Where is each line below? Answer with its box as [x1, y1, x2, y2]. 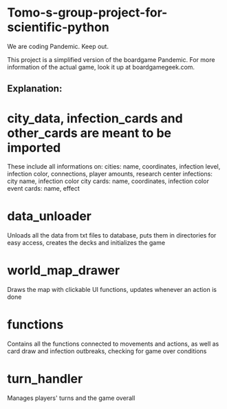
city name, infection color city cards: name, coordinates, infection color [7, 177, 210, 185]
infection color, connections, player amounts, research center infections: [7, 170, 213, 178]
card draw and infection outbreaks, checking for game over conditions [7, 347, 207, 355]
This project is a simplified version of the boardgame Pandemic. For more [7, 55, 215, 63]
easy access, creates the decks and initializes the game [7, 239, 166, 247]
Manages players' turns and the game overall [7, 394, 136, 402]
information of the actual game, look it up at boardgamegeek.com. [7, 63, 195, 71]
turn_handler [7, 371, 83, 387]
